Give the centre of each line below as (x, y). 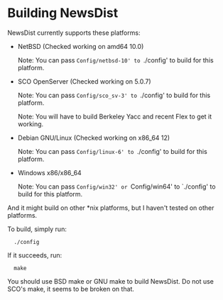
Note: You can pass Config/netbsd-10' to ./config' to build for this (116, 60)
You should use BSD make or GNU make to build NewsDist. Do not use (111, 281)
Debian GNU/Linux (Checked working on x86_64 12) (94, 138)
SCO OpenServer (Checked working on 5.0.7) (84, 81)
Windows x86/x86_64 (49, 172)
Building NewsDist (63, 13)
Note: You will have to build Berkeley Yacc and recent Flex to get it (115, 116)
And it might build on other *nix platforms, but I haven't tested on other (111, 208)
